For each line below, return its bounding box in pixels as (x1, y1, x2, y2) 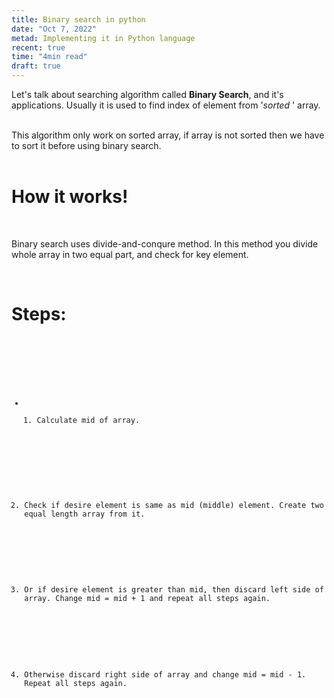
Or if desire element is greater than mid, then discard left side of (24, 585, 324, 595)
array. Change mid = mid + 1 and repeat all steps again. (24, 594, 271, 604)
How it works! (11, 186, 129, 208)
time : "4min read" (11, 52, 88, 62)
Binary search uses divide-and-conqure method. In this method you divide (11, 237, 319, 250)
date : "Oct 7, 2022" (11, 24, 98, 34)
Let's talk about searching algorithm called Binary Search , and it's (11, 89, 284, 100)
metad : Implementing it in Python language (11, 33, 196, 43)
